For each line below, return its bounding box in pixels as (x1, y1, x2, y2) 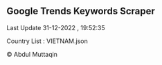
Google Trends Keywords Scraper (6, 5, 155, 17)
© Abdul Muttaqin (6, 50, 58, 58)
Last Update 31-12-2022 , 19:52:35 (6, 23, 105, 31)
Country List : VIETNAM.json (6, 37, 88, 45)
